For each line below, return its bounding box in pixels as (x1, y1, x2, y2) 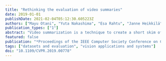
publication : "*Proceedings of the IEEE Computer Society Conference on (5, 39, 158, 44)
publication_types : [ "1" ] (5, 26, 58, 30)
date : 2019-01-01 (5, 12, 41, 17)
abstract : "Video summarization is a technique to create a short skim (5, 30, 156, 35)
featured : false (5, 35, 39, 40)
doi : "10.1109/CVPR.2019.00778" (5, 48, 72, 53)
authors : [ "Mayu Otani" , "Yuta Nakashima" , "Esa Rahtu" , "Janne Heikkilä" (5, 21, 163, 26)
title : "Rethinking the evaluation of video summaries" (5, 7, 123, 12)
